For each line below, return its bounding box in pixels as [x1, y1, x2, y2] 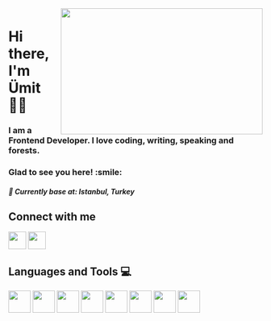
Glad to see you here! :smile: [8, 167, 123, 178]
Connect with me [8, 210, 97, 224]
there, [8, 44, 50, 63]
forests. [8, 145, 40, 156]
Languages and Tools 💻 [8, 265, 131, 278]
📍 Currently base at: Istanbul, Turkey [8, 186, 135, 196]
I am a [8, 125, 32, 136]
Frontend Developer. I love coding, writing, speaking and [8, 135, 234, 146]
